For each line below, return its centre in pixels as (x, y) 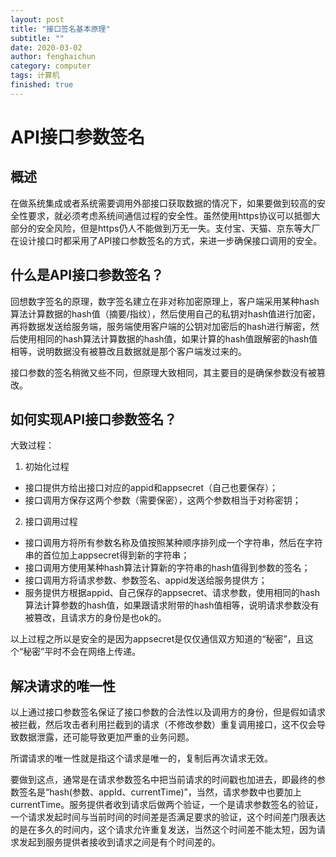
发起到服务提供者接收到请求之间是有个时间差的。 (119, 842)
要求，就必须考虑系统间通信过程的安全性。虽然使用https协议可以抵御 (169, 215)
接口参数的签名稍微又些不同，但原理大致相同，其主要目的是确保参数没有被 (163, 372)
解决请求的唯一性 (63, 686)
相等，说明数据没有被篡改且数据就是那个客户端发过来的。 (128, 351)
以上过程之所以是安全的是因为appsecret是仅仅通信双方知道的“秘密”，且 (157, 639)
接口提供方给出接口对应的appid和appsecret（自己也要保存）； (151, 488)
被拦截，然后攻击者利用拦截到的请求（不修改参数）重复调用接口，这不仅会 (163, 725)
